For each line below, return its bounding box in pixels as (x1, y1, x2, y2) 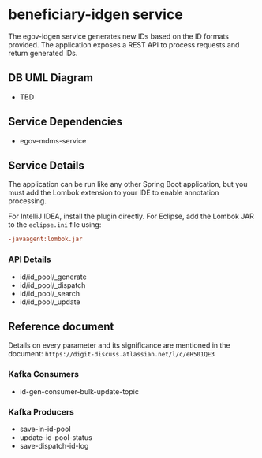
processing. (8, 196, 47, 206)
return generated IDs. (8, 48, 78, 58)
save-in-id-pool (19, 424, 71, 434)
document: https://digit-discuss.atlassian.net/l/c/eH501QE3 (8, 349, 215, 359)
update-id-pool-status (19, 432, 92, 442)
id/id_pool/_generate (19, 272, 87, 281)
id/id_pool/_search (19, 289, 80, 298)
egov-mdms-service (19, 136, 87, 145)
